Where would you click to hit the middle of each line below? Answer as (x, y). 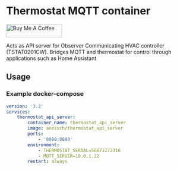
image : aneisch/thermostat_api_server (75, 128)
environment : (44, 145)
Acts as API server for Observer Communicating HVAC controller (85, 45)
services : (18, 112)
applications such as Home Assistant (51, 58)
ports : (36, 134)
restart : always (48, 162)
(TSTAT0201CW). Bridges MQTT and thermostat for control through (89, 52)
